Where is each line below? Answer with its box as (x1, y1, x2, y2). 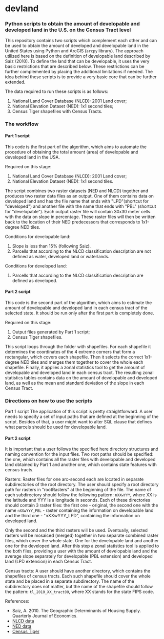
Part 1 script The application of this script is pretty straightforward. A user (5, 409, 153, 415)
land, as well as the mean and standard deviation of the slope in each (5, 380, 144, 386)
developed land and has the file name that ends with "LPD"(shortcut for (5, 198, 149, 204)
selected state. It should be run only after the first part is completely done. (5, 310, 155, 316)
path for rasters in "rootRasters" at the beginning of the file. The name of (5, 487, 151, 493)
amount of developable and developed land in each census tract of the (5, 305, 147, 310)
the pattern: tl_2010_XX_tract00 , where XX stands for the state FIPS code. (5, 589, 155, 595)
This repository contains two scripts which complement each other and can (5, 38, 157, 44)
